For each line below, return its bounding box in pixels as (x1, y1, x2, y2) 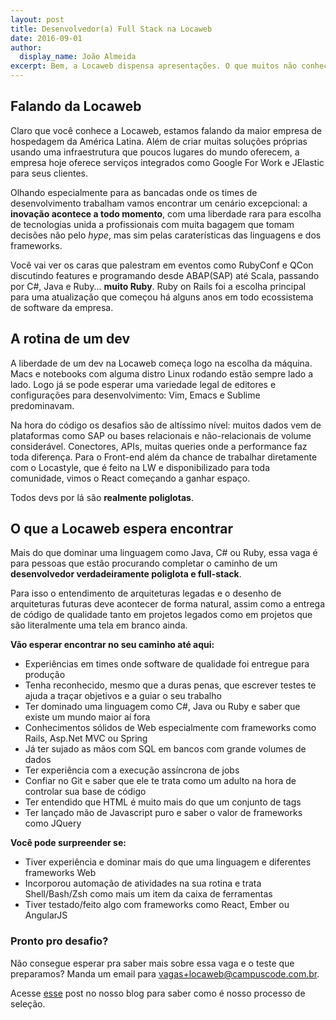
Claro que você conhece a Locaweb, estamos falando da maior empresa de (10, 124, 323, 136)
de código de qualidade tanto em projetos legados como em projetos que (10, 609, 313, 621)
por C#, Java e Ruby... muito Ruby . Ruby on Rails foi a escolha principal (10, 280, 307, 292)
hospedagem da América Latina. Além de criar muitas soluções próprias (10, 135, 308, 147)
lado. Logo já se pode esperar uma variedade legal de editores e (10, 378, 277, 390)
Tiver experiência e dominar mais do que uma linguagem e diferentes (24, 856, 312, 868)
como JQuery (24, 817, 82, 830)
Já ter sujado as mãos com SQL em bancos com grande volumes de (24, 743, 307, 755)
